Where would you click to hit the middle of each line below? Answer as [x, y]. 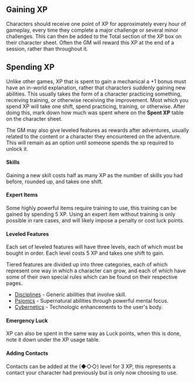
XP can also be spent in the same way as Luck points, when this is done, [94, 333]
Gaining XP [27, 10]
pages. [14, 283]
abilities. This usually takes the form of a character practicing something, [94, 94]
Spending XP [30, 67]
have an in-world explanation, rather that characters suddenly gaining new [96, 87]
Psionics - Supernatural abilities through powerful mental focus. [91, 301]
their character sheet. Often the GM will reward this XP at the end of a [90, 42]
